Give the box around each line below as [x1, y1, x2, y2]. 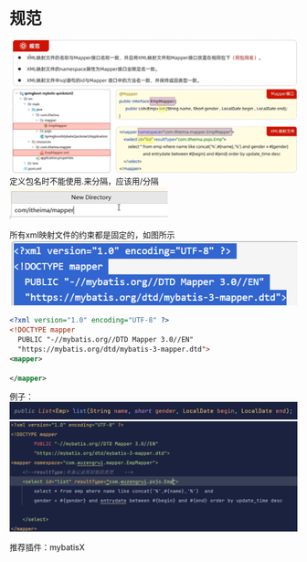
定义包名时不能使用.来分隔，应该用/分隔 [9, 175, 160, 186]
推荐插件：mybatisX [9, 542, 85, 553]
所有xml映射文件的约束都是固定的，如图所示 [9, 229, 175, 240]
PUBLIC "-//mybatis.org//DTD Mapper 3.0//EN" [17, 335, 195, 345]
